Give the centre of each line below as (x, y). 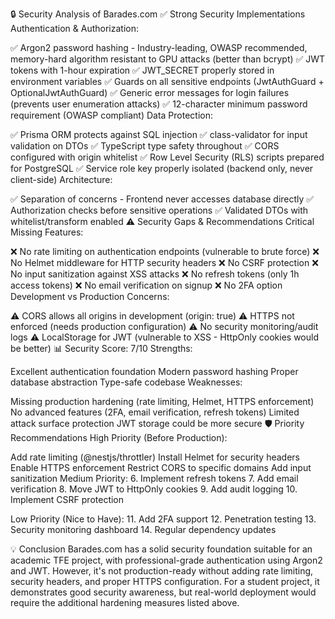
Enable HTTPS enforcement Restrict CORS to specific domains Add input (161, 467)
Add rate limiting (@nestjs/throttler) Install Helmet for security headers (155, 457)
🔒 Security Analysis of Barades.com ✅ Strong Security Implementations (158, 14)
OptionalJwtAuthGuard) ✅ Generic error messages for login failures (150, 92)
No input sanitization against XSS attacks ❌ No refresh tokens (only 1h (155, 274)
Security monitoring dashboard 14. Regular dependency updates (143, 529)
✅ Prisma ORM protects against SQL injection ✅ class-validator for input (159, 134)
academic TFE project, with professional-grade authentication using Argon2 (166, 560)
